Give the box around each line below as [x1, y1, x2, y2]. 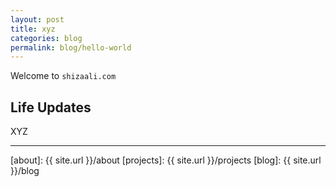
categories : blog [10, 33, 83, 43]
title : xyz [10, 24, 56, 34]
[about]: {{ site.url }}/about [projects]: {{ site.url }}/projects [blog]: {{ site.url [10, 154, 322, 166]
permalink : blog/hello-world [10, 42, 132, 53]
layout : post [10, 14, 65, 25]
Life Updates [10, 99, 92, 116]
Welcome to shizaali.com [10, 70, 117, 82]
